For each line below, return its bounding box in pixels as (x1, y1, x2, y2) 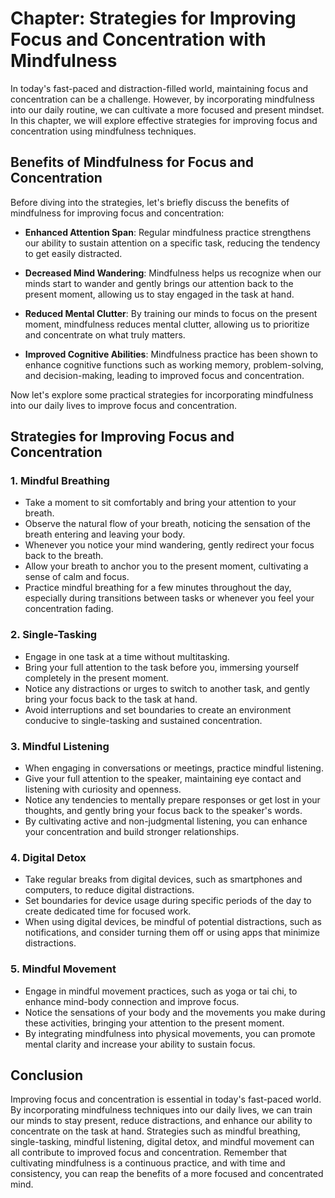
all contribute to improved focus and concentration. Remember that (10, 1147, 288, 1159)
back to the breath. (24, 550, 104, 562)
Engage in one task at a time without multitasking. (24, 650, 230, 662)
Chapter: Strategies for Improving (10, 7, 297, 30)
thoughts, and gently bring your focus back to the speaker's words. (24, 805, 303, 817)
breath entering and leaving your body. (24, 528, 186, 541)
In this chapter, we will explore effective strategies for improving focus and (10, 114, 318, 126)
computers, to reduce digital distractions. (24, 884, 195, 896)
